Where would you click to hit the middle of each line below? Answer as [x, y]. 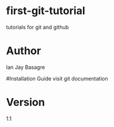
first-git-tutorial [46, 11]
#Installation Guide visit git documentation [57, 78]
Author [24, 51]
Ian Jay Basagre [26, 67]
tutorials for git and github [38, 27]
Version [26, 103]
